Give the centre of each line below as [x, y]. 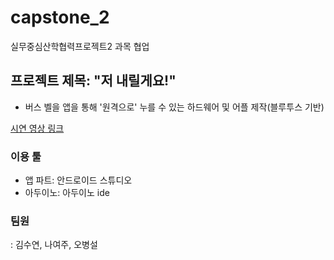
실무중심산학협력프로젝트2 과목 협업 [80, 46]
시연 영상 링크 [37, 128]
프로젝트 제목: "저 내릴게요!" [93, 81]
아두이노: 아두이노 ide [67, 193]
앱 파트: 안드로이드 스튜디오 [78, 180]
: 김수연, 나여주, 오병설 [54, 245]
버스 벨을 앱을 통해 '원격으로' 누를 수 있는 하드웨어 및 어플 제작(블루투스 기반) [174, 107]
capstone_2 [60, 17]
